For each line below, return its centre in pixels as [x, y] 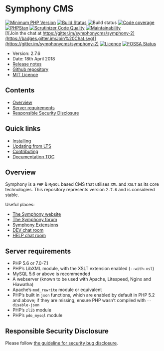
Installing [22, 141]
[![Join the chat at [23, 33]
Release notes [27, 64]
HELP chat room [29, 236]
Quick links [23, 129]
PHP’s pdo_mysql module [37, 316]
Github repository [30, 69]
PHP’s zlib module [32, 310]
